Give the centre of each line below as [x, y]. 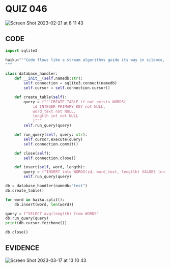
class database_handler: [32, 74]
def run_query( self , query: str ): [51, 135]
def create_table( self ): [41, 97]
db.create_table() [25, 190]
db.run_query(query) [27, 218]
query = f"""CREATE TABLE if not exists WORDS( [75, 102]
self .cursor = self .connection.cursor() [67, 88]
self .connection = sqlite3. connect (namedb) [70, 83]
